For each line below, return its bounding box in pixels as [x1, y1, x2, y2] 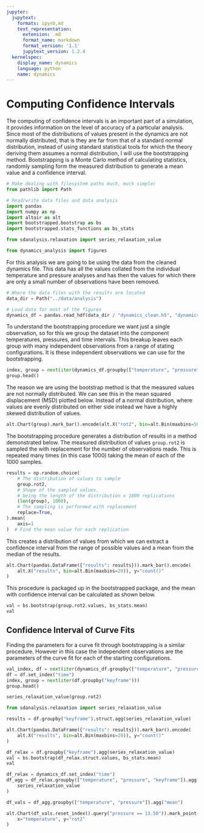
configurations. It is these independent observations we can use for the [6, 349, 185, 356]
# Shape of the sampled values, [17, 487, 99, 493]
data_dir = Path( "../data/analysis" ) [6, 296, 102, 302]
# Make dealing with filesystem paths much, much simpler [6, 181, 156, 187]
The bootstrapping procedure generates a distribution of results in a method [6, 432, 197, 440]
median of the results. [6, 550, 61, 558]
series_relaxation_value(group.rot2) [6, 694, 102, 700]
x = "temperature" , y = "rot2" [17, 816, 86, 822]
